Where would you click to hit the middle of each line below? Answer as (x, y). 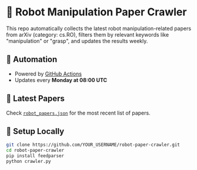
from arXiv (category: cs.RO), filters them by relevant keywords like (88, 34)
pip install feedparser (35, 156)
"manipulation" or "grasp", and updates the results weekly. (77, 41)
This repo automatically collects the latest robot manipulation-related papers (99, 28)
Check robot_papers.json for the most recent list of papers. (79, 113)
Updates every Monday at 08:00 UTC (61, 80)
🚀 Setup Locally (35, 131)
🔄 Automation (32, 59)
